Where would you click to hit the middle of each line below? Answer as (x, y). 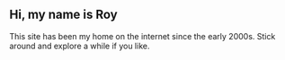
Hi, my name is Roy (64, 15)
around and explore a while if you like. (80, 46)
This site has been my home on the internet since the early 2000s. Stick (142, 36)
